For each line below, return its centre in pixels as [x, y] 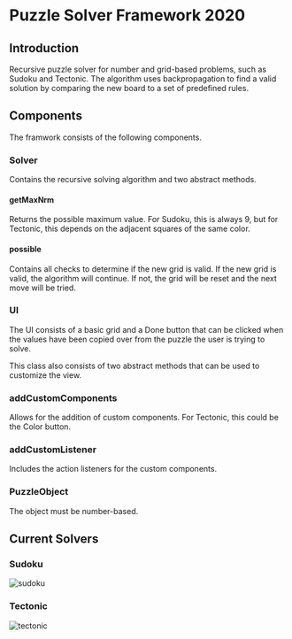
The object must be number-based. [74, 511]
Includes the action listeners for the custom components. [113, 469]
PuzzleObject [39, 492]
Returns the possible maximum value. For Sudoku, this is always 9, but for [144, 219]
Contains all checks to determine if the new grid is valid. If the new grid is [143, 269]
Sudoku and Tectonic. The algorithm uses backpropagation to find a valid [143, 79]
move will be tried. [43, 288]
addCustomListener [53, 450]
